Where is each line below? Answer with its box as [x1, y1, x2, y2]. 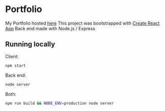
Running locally [5, 40, 56, 49]
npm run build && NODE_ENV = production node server [5, 100, 114, 106]
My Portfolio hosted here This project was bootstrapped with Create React [5, 20, 160, 26]
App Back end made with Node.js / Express [5, 25, 95, 31]
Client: [5, 53, 19, 59]
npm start [5, 63, 26, 68]
